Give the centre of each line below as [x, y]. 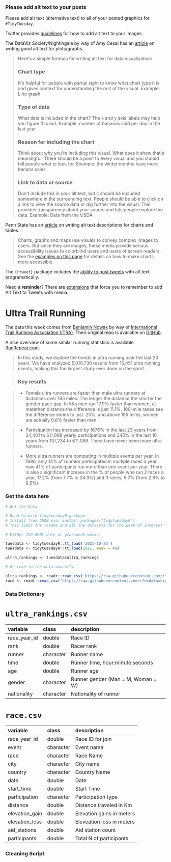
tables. [12, 231]
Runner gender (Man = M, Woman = [114, 679]
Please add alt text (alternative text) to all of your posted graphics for [78, 18]
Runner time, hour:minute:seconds [112, 662]
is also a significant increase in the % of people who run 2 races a [94, 472]
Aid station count [95, 830]
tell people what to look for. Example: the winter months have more [88, 164]
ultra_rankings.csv [46, 614]
